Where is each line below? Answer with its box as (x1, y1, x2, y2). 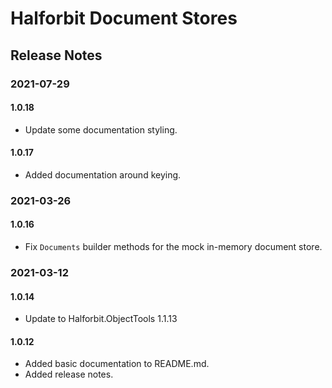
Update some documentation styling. (24, 123, 178, 136)
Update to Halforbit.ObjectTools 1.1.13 (24, 313, 178, 325)
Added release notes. (24, 368, 114, 381)
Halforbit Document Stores (10, 7, 238, 30)
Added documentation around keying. (24, 168, 182, 181)
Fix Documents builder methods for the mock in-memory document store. (24, 241, 323, 253)
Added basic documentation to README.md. (24, 358, 210, 370)
